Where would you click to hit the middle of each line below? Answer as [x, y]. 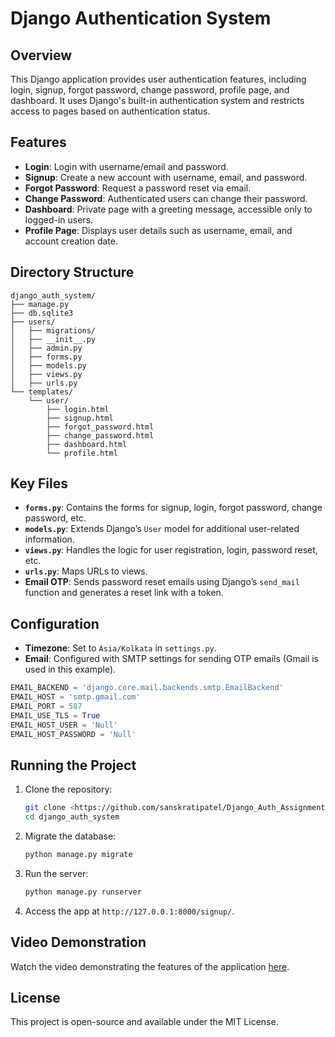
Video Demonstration [78, 942]
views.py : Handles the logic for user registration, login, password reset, [171, 550]
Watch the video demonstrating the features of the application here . [150, 966]
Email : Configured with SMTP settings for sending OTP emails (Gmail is [172, 659]
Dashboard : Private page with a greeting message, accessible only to [168, 209]
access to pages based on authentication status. [110, 111]
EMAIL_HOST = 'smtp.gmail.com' [75, 697]
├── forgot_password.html [100, 427]
